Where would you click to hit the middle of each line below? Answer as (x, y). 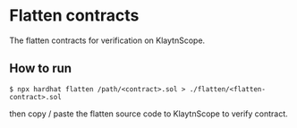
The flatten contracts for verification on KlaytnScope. (107, 40)
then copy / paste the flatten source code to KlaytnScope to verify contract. (148, 114)
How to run (41, 68)
